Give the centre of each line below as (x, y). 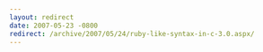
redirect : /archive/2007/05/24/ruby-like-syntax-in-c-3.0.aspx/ (132, 33)
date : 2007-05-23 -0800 (54, 26)
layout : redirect (42, 17)
